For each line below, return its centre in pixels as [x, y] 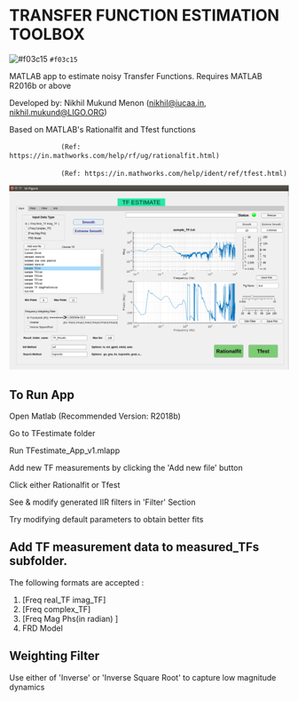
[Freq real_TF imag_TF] [64, 600]
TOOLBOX [47, 34]
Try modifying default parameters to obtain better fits [106, 519]
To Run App [42, 395]
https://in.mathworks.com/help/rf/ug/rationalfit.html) [114, 155]
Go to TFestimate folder [52, 433]
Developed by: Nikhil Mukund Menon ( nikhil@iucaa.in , [108, 102]
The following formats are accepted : [77, 582]
